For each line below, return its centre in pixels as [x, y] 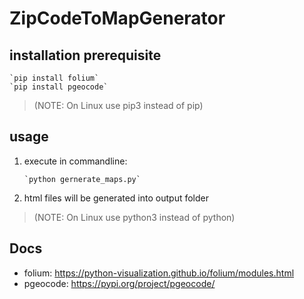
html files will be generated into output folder [116, 198]
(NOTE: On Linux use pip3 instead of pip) [118, 105]
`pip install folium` [54, 78]
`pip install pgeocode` [59, 87]
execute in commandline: [75, 161]
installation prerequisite [85, 55]
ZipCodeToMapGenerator [117, 18]
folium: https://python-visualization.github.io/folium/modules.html [159, 273]
